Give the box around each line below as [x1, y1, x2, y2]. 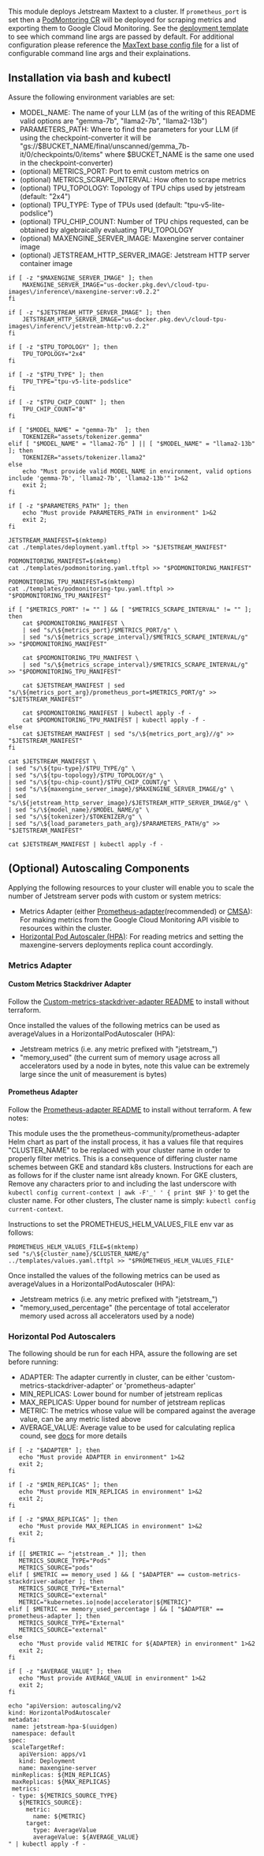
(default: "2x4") [19, 191, 71, 201]
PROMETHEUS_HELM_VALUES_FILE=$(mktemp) [8, 1243, 139, 1250]
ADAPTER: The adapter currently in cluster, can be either [19, 1373, 205, 1382]
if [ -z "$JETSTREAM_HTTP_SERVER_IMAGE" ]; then [8, 308, 171, 317]
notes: [8, 1113, 29, 1123]
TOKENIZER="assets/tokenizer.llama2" [22, 453, 147, 461]
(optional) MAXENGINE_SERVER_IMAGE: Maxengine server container [19, 233, 244, 243]
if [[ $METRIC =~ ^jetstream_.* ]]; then [8, 1550, 147, 1558]
